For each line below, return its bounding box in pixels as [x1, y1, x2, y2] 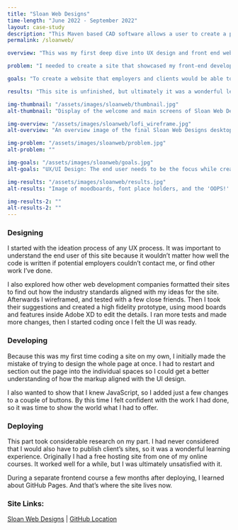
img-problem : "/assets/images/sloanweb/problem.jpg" [7, 140, 166, 147]
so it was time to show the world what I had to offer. [7, 403, 159, 412]
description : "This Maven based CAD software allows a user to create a [7, 30, 227, 38]
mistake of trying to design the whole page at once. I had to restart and [7, 359, 215, 368]
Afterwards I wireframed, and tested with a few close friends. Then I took [7, 295, 221, 304]
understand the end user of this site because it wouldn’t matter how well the [7, 251, 229, 260]
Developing [7, 336, 48, 346]
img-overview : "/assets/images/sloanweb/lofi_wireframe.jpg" [7, 120, 192, 128]
